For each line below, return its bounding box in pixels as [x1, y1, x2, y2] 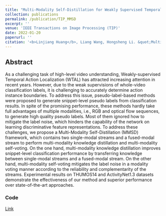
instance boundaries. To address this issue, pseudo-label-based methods [5, 92, 156, 98]
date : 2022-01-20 [5, 30, 41, 35]
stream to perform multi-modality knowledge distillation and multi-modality [5, 140, 158, 145]
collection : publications [5, 12, 58, 17]
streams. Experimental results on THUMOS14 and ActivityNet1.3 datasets [5, 171, 154, 177]
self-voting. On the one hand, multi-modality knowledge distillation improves [5, 145, 161, 151]
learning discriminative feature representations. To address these [5, 124, 138, 130]
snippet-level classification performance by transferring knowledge [5, 150, 142, 156]
